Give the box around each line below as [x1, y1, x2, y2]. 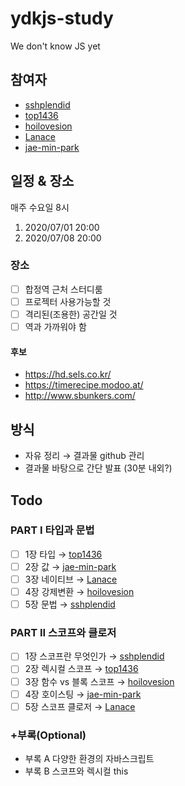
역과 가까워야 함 [24, 321, 87, 333]
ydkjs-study [10, 7, 114, 30]
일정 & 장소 [10, 173, 75, 190]
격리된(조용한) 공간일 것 [24, 308, 118, 320]
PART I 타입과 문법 [10, 523, 95, 537]
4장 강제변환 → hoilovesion [24, 586, 135, 597]
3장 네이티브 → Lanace [24, 573, 118, 585]
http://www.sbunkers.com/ [24, 390, 136, 402]
